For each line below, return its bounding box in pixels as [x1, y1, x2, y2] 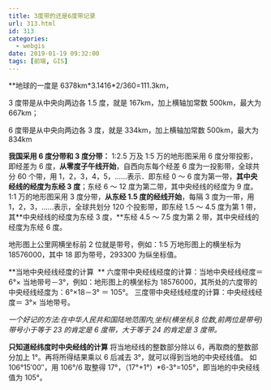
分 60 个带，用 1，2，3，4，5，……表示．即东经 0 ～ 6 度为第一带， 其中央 [8, 171, 258, 181]
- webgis [15, 42, 45, 50]
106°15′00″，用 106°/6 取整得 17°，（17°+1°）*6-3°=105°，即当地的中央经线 [8, 362, 260, 372]
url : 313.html [8, 19, 57, 28]
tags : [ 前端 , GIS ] [8, 58, 68, 66]
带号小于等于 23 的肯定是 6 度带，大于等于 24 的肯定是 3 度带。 [8, 324, 222, 334]
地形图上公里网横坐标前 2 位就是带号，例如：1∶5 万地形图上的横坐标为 [8, 239, 242, 249]
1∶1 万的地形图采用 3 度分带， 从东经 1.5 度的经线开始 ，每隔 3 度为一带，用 [8, 192, 255, 201]
